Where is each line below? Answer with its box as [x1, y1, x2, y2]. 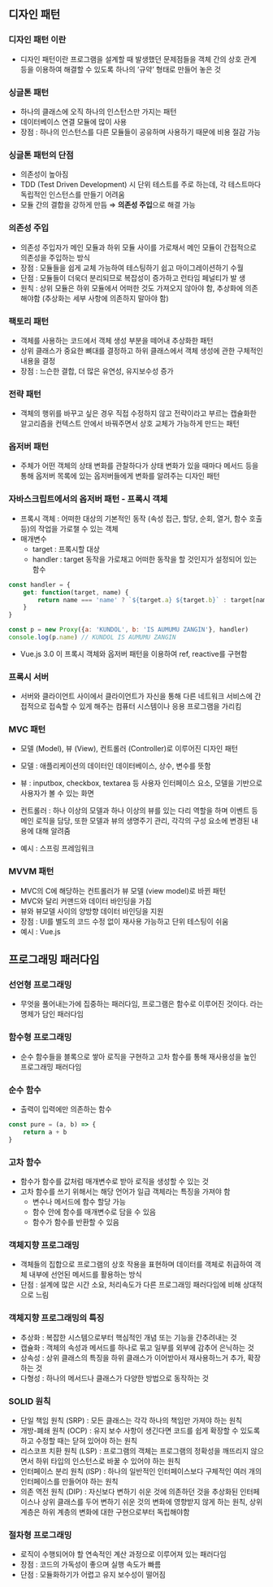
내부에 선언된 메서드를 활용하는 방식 [28, 1270, 142, 1279]
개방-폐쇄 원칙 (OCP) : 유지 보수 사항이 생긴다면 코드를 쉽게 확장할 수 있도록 [19, 1425, 261, 1435]
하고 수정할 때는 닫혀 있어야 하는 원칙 [19, 1436, 138, 1445]
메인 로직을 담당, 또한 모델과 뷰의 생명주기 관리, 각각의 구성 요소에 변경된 [19, 816, 250, 826]
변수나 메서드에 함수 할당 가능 [32, 1196, 126, 1206]
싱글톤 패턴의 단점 [8, 149, 75, 160]
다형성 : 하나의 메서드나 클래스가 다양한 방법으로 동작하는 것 [19, 1373, 210, 1383]
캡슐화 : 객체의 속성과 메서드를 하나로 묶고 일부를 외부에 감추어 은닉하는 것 [19, 1342, 254, 1353]
